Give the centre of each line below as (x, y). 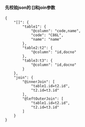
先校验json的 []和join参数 (30, 7)
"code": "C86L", (47, 35)
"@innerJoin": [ (39, 82)
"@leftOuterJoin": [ (43, 99)
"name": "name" (46, 40)
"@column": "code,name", (56, 31)
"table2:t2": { (38, 48)
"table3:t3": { (38, 61)
